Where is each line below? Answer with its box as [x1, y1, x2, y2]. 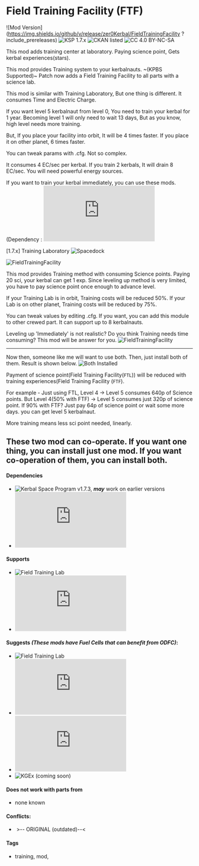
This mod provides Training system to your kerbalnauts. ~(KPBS [6, 65, 163, 72]
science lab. [6, 78, 36, 86]
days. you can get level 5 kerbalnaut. [6, 408, 96, 415]
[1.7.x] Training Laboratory [6, 247, 70, 254]
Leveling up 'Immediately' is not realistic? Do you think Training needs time [6, 330, 188, 337]
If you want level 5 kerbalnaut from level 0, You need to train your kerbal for [6, 108, 191, 115]
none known [14, 799, 46, 806]
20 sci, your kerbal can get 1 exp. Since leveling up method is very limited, [6, 276, 187, 283]
